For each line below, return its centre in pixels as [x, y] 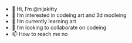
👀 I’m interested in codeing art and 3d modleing [69, 15]
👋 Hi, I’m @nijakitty [34, 9]
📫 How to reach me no [40, 34]
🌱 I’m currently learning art [44, 21]
